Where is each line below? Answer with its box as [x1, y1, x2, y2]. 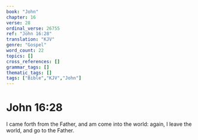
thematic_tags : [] [6, 70, 52, 76]
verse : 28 [6, 20, 31, 26]
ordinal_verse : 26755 [6, 25, 60, 32]
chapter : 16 [6, 14, 36, 20]
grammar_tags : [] [6, 64, 50, 70]
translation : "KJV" [6, 36, 55, 42]
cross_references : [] [6, 58, 60, 64]
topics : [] [6, 53, 33, 59]
